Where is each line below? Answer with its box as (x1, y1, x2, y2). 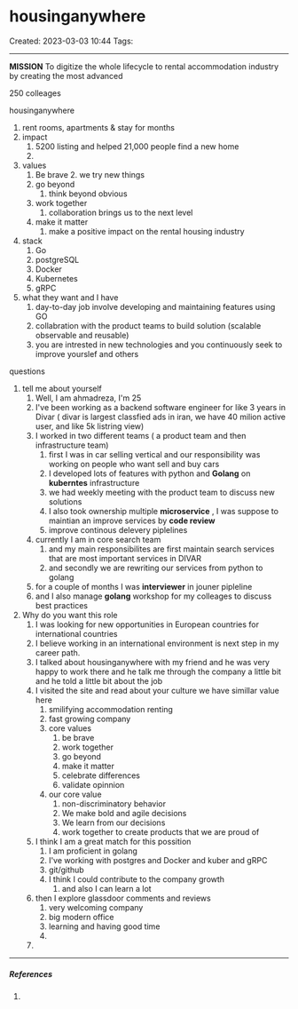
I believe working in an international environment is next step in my (35, 638, 279, 648)
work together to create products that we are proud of (61, 826, 260, 837)
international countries (35, 628, 118, 639)
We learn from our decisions (61, 817, 166, 828)
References (9, 968, 53, 979)
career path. (35, 647, 81, 658)
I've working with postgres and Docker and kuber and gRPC (48, 854, 268, 865)
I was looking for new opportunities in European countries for (35, 619, 260, 630)
